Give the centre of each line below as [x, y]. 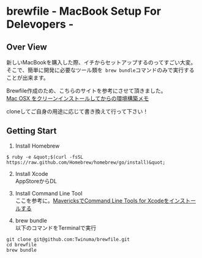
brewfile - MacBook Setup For [84, 11]
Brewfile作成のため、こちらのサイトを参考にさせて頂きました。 [86, 91]
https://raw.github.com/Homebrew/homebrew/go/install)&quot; [86, 162]
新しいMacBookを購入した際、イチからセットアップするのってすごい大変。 [101, 62]
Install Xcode [32, 173]
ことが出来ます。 [28, 78]
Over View [27, 47]
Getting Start [32, 131]
